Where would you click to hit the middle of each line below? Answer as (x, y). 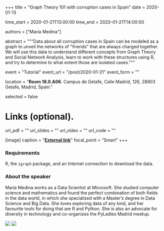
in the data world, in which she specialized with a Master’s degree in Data (80, 198)
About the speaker (28, 177)
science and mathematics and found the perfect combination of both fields (82, 193)
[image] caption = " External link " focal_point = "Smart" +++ (66, 140)
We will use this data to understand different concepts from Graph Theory (81, 52)
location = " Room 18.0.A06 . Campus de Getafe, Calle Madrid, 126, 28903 (80, 82)
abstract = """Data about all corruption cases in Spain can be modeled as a (82, 41)
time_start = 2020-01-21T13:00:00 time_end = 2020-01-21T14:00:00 (75, 22)
